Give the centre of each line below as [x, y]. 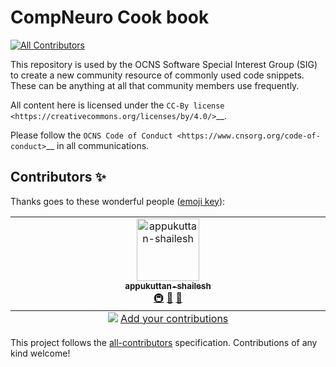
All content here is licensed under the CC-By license [117, 105]
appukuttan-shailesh [168, 285]
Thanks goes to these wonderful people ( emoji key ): [118, 201]
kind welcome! [40, 353]
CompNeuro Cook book [110, 17]
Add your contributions [174, 318]
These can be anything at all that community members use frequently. [155, 85]
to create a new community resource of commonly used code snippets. [157, 75]
